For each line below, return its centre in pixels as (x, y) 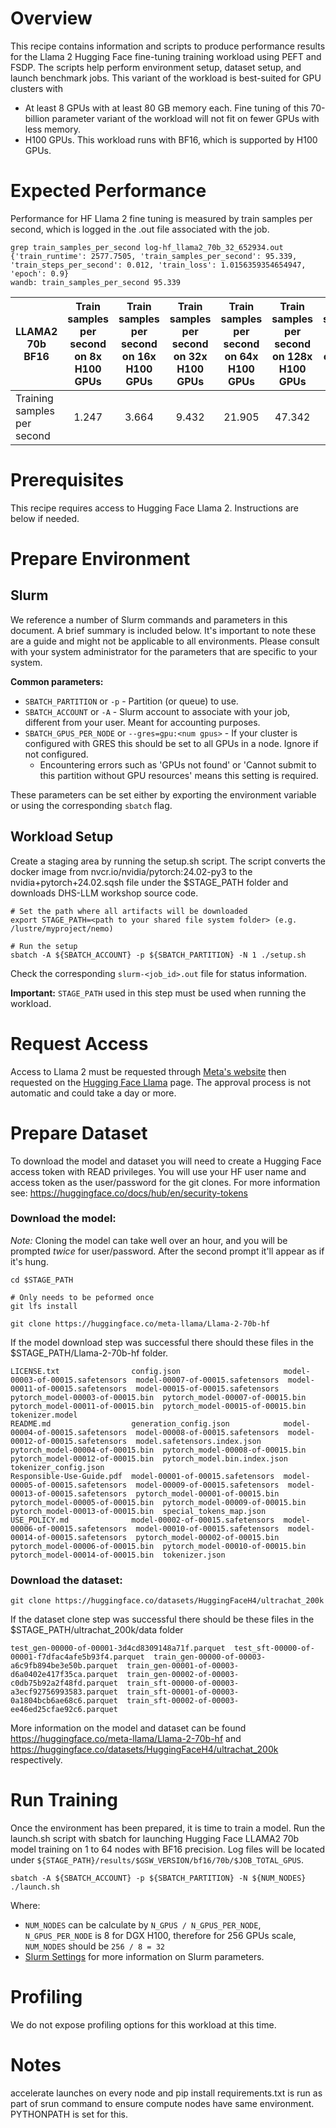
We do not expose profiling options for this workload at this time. (143, 2024)
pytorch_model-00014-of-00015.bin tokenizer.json (118, 1555)
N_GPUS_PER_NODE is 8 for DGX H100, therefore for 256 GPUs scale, (160, 1936)
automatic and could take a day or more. (93, 1093)
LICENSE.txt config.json (96, 1371)
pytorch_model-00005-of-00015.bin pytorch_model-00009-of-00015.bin (158, 1502)
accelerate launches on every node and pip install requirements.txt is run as (166, 2093)
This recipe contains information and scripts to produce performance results (168, 46)
